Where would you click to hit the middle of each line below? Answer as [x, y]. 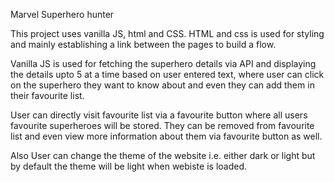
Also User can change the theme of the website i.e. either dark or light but [163, 155]
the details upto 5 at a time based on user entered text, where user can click [167, 74]
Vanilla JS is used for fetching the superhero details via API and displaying [163, 63]
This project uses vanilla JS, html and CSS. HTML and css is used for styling [167, 33]
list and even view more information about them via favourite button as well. [166, 136]
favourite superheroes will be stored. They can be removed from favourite [162, 125]
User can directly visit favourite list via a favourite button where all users [159, 115]
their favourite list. [47, 95]
